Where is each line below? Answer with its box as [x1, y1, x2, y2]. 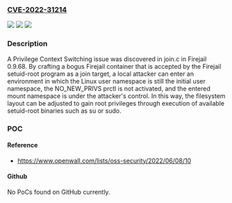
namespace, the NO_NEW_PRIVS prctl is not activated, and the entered [7, 84, 210, 92]
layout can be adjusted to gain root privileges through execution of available [7, 99, 224, 107]
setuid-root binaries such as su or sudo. [7, 106, 122, 115]
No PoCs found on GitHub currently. [7, 188, 110, 196]
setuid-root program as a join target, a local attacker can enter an [7, 70, 194, 78]
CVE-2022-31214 [7, 5, 67, 15]
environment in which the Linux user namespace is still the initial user [7, 76, 206, 85]
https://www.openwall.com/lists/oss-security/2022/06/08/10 [17, 156, 192, 165]
